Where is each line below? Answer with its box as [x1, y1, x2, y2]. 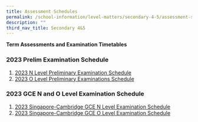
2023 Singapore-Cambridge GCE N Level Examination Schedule [14, 103, 171, 110]
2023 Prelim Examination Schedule [6, 56, 109, 64]
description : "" [6, 19, 46, 25]
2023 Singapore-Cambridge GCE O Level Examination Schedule [14, 109, 171, 116]
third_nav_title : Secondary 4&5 [6, 25, 85, 31]
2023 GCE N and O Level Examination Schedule [6, 90, 144, 98]
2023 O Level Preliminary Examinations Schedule [14, 75, 134, 82]
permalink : [6, 14, 33, 20]
